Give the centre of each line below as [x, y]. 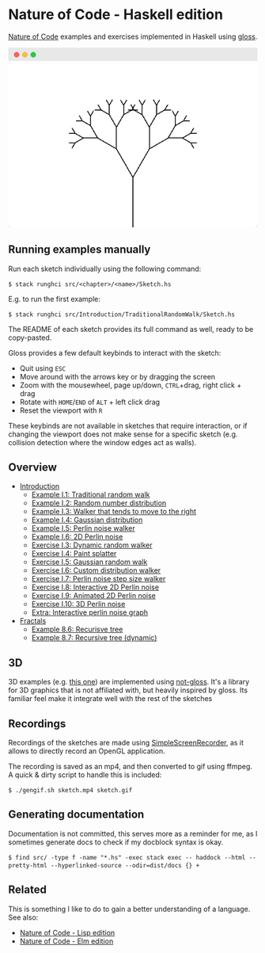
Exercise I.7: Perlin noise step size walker [98, 579]
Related [28, 890]
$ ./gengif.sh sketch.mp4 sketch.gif [70, 791]
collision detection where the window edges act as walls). [102, 442]
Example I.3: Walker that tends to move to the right [114, 512]
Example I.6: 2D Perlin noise [77, 537]
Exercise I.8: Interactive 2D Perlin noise [95, 587]
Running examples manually [79, 250]
